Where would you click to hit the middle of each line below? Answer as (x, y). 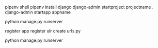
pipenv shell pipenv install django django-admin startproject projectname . (79, 7)
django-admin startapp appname (38, 12)
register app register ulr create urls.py (43, 31)
